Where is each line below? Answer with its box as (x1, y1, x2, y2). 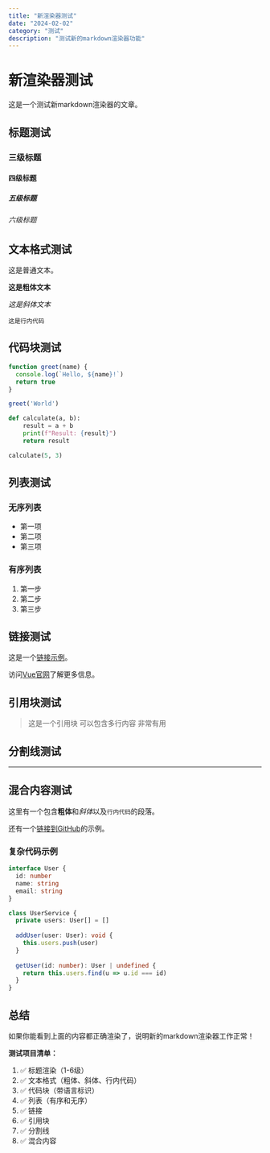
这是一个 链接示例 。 (8, 653, 72, 662)
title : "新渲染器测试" (8, 11, 77, 20)
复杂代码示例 (8, 845, 59, 856)
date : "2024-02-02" (8, 19, 74, 27)
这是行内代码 (8, 317, 45, 326)
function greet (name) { (8, 363, 88, 371)
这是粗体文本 (8, 283, 51, 292)
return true (15, 378, 56, 386)
